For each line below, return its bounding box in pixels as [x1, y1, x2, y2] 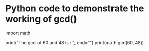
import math [5, 30, 31, 36]
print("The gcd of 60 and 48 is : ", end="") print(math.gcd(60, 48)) [5, 39, 144, 45]
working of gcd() [5, 13, 77, 25]
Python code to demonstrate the [5, 3, 144, 14]
